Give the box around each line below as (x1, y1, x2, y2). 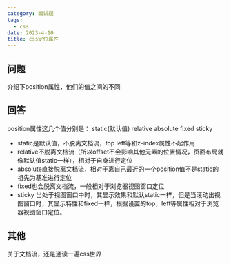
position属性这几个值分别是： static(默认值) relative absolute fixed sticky (7, 124, 213, 132)
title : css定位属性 (7, 36, 59, 43)
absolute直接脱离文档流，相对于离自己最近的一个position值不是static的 (17, 165, 219, 173)
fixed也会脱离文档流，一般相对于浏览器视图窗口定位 (17, 182, 165, 190)
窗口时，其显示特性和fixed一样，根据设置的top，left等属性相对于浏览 (23, 199, 219, 207)
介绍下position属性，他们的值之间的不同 (7, 82, 121, 90)
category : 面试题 (7, 10, 54, 17)
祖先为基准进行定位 (17, 173, 72, 181)
